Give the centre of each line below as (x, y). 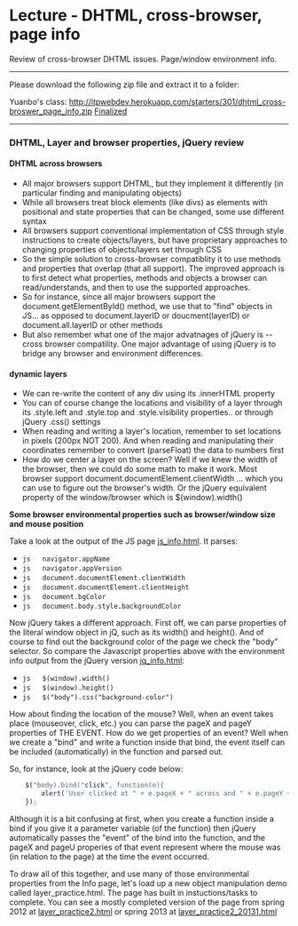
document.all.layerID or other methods (92, 325)
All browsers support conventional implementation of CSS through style (153, 231)
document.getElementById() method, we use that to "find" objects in (147, 307)
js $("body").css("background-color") (98, 698)
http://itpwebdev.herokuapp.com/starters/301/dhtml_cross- (177, 101)
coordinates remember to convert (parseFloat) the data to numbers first (153, 451)
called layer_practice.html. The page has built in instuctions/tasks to (133, 892)
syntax (34, 221)
